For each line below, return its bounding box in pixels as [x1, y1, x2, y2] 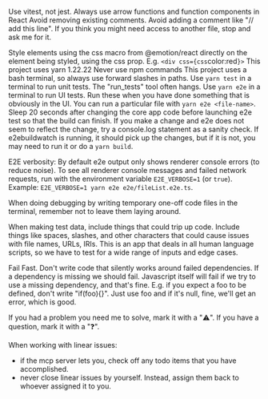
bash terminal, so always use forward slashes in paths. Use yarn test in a [8, 74, 252, 83]
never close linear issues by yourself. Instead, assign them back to [19, 373, 240, 382]
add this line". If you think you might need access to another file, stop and [8, 24, 251, 33]
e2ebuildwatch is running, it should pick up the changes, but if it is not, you [8, 133, 256, 143]
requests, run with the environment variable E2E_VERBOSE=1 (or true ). [8, 174, 233, 183]
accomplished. [19, 365, 70, 373]
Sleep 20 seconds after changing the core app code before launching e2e [8, 107, 252, 117]
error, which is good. [8, 297, 77, 307]
